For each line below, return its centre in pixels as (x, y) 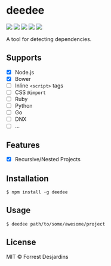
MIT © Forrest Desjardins (37, 256)
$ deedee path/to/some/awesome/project (56, 224)
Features (23, 145)
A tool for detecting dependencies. (49, 39)
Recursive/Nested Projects (47, 159)
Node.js (24, 72)
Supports (24, 58)
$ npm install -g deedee (37, 192)
